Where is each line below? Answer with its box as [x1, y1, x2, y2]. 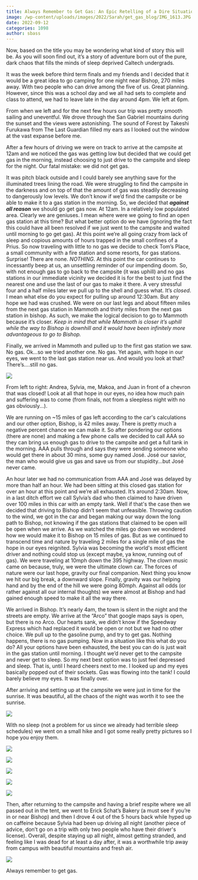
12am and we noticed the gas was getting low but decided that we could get [6, 150, 192, 157]
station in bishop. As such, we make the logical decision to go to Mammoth [6, 312, 188, 319]
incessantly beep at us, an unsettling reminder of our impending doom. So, [6, 262, 187, 269]
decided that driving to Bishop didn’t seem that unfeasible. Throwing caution [6, 507, 192, 514]
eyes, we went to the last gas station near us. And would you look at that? [6, 355, 184, 362]
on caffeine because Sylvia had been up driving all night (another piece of [6, 820, 186, 827]
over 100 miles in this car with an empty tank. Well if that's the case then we [6, 500, 190, 508]
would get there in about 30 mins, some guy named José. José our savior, [6, 452, 186, 459]
